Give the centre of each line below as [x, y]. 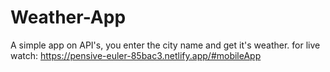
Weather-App [68, 17]
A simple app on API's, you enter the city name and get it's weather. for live [165, 45]
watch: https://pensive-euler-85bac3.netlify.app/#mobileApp [136, 55]
